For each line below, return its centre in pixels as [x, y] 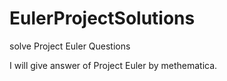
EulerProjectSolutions [102, 18]
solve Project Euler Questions [70, 46]
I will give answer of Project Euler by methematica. [113, 65]
